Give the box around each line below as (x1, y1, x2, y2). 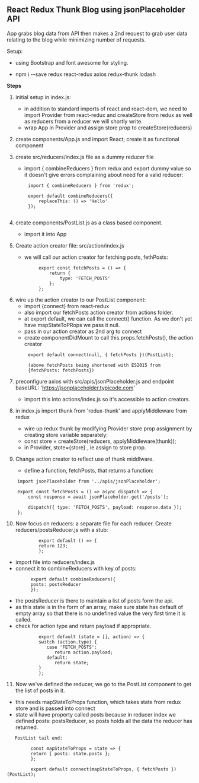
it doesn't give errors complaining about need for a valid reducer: (24, 171, 184, 178)
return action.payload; (54, 649, 113, 655)
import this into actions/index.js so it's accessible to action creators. (24, 395, 191, 402)
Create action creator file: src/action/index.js (15, 242, 125, 249)
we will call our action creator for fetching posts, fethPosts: (24, 253, 168, 261)
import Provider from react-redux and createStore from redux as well (24, 111, 193, 118)
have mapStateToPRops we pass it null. (24, 321, 120, 328)
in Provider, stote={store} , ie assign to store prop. (24, 443, 146, 451)
